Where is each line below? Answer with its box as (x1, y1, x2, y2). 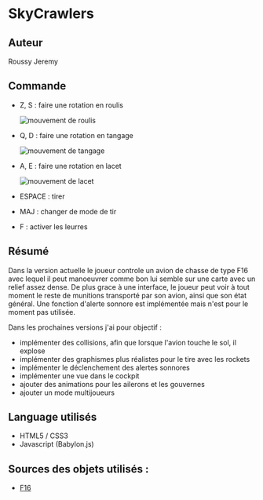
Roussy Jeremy (8, 57, 59, 66)
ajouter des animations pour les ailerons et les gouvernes (19, 379, 206, 389)
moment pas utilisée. (8, 307, 76, 316)
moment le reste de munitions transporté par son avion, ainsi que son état (8, 290, 247, 300)
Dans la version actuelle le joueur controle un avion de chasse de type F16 (8, 265, 249, 275)
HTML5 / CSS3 (19, 431, 68, 440)
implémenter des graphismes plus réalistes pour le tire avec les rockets (19, 354, 250, 363)
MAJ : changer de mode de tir (19, 206, 117, 216)
